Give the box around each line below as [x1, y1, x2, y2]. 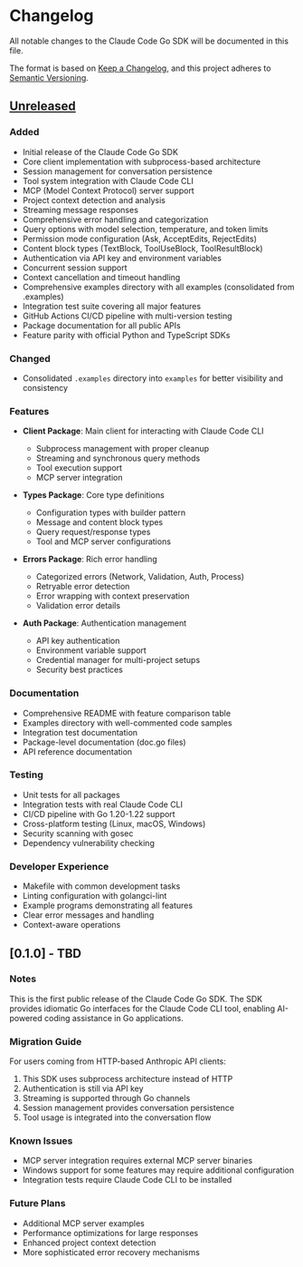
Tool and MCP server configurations [35, 536, 172, 547]
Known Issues [9, 1135, 73, 1147]
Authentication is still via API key [22, 1083, 144, 1094]
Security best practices [35, 664, 124, 676]
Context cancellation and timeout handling [22, 271, 181, 282]
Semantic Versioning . [9, 72, 89, 83]
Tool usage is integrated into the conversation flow [22, 1112, 212, 1123]
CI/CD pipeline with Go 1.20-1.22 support [22, 808, 175, 819]
